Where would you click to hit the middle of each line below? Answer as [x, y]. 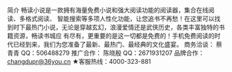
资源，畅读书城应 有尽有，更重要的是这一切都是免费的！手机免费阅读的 [114, 36]
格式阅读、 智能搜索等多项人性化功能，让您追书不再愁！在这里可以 [120, 19]
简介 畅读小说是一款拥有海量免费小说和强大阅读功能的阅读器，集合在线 [108, 10]
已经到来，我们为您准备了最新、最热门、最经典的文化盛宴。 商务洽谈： [114, 44]
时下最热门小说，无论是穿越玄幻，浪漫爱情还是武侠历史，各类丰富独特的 [116, 27]
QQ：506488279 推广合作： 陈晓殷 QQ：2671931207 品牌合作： [113, 53]
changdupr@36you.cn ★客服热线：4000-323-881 [79, 61]
